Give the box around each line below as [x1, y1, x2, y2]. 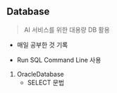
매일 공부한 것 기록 [16, 40, 68, 49]
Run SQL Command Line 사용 [16, 55, 101, 64]
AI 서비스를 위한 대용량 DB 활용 [23, 25, 110, 34]
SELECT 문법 [27, 78, 65, 87]
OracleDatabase [16, 70, 64, 78]
